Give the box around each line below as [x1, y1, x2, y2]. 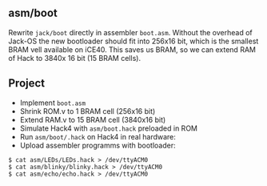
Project [8, 76, 46, 91]
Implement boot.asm [19, 98, 86, 107]
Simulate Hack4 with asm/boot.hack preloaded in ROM [19, 123, 198, 133]
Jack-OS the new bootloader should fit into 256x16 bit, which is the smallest [8, 36, 259, 46]
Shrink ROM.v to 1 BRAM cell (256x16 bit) [19, 106, 156, 115]
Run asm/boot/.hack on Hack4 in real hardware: [19, 131, 176, 141]
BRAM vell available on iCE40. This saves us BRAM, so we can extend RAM [8, 44, 256, 55]
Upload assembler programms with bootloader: [19, 140, 176, 150]
